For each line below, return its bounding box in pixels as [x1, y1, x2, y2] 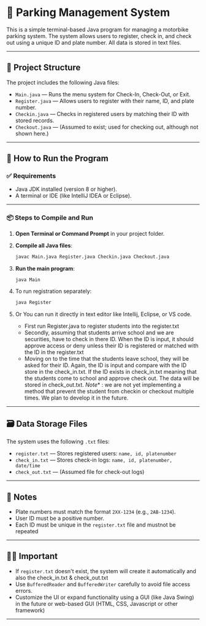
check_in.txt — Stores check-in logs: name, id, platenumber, [15, 457, 173, 464]
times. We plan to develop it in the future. [24, 394, 129, 401]
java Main [15, 276, 41, 283]
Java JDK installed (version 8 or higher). [15, 185, 118, 193]
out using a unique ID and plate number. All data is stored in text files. [6, 39, 182, 46]
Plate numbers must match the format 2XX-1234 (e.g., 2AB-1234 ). [15, 508, 176, 515]
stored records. [15, 117, 55, 124]
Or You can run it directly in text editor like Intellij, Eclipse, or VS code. [15, 311, 192, 318]
